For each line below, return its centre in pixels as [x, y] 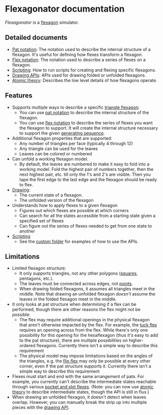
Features [19, 96]
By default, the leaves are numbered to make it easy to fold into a [84, 164]
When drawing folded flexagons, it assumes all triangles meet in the [87, 289]
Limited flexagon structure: [39, 268]
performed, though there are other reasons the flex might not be [76, 310]
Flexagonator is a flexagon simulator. [42, 22]
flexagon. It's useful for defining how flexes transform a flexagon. [77, 54]
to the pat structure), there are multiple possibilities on [73, 340]
